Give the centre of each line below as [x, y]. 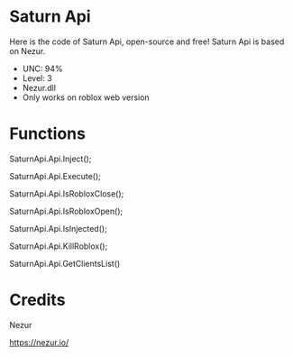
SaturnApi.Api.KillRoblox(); [59, 246]
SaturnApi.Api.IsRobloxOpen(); [66, 211]
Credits [37, 300]
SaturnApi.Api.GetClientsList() [65, 263]
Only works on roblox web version [86, 97]
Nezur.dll [39, 87]
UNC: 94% [42, 69]
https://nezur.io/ [39, 342]
